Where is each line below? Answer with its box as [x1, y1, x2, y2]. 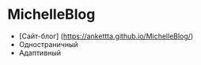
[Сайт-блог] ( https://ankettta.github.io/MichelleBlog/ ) [18, 31, 194, 41]
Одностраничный [18, 39, 78, 49]
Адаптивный [18, 48, 61, 57]
